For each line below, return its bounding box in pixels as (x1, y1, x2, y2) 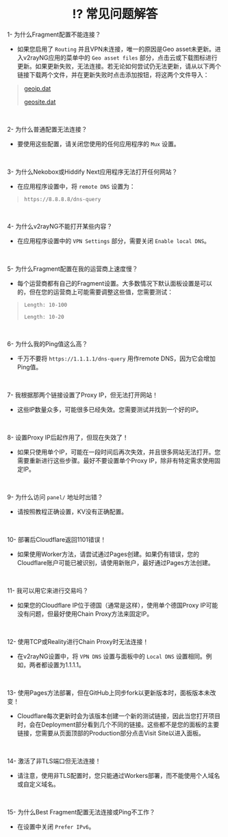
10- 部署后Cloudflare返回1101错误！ (7, 535, 107, 543)
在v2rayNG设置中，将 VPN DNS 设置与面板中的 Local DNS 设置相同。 (16, 652, 207, 660)
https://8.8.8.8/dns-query (23, 196, 101, 203)
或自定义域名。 (16, 780, 60, 788)
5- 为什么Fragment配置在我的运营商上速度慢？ (7, 264, 138, 273)
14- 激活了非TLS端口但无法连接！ (7, 757, 101, 765)
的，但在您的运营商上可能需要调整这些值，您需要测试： (16, 288, 173, 296)
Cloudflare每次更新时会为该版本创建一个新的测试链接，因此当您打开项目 (16, 711, 221, 720)
